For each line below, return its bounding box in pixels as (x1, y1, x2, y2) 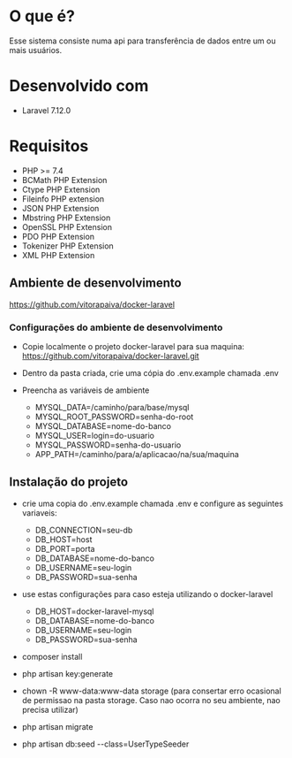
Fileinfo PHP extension (21, 193, 105, 204)
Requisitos (9, 136, 89, 157)
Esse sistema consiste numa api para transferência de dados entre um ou (9, 35, 276, 46)
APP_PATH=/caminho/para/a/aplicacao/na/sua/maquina (34, 448, 240, 459)
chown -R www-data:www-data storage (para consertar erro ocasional (21, 685, 282, 696)
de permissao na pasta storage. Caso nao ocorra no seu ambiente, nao (21, 694, 281, 705)
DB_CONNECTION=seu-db (34, 524, 133, 535)
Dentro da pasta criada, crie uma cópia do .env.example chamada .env (21, 367, 280, 378)
